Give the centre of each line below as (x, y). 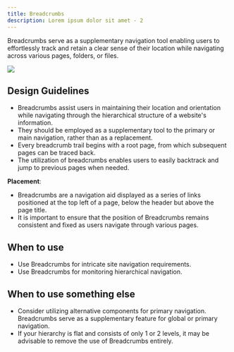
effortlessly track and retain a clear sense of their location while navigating (116, 48)
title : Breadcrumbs (36, 14)
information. (35, 123)
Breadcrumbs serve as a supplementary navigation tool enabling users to (113, 40)
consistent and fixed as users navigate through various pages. (108, 225)
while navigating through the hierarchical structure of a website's (112, 115)
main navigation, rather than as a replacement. (85, 138)
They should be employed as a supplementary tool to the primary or (116, 131)
